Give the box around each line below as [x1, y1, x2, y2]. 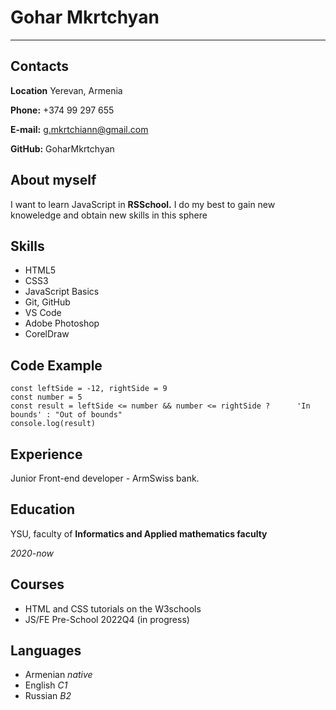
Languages [10, 642, 82, 660]
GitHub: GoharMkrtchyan [10, 142, 115, 155]
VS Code [24, 307, 62, 319]
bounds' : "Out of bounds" [10, 410, 123, 420]
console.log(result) [10, 419, 97, 429]
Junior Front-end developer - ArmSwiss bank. [10, 472, 200, 484]
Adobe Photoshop [24, 317, 100, 330]
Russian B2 [24, 690, 72, 702]
